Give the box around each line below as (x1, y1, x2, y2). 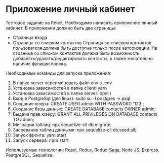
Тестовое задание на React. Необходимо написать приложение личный (5, 20, 158, 26)
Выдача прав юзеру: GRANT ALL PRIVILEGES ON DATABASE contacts (12, 111, 158, 117)
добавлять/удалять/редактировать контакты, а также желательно (12, 55, 153, 61)
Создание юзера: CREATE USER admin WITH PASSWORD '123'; (12, 100, 144, 106)
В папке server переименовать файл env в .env (12, 80, 112, 86)
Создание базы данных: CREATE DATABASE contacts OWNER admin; (12, 106, 156, 112)
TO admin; (12, 116, 34, 122)
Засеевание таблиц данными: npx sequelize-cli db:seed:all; (12, 127, 137, 132)
